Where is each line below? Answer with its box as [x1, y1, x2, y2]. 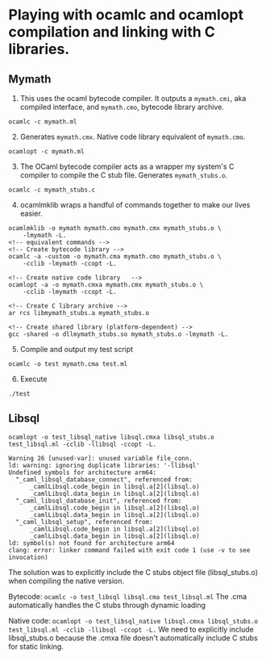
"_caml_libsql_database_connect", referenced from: [15, 475, 193, 484]
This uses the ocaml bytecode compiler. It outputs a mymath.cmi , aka [19, 94, 247, 103]
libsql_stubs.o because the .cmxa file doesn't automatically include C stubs [8, 632, 258, 643]
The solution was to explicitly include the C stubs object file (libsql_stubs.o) [8, 567, 259, 577]
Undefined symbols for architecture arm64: [8, 468, 157, 476]
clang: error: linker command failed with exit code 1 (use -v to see [8, 546, 251, 554]
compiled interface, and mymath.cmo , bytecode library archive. [19, 103, 224, 111]
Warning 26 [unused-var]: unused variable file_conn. [8, 454, 193, 462]
